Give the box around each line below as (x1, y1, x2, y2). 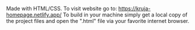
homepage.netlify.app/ (6, 11, 62, 18)
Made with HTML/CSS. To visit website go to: (6, 5, 117, 12)
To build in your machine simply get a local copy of (62, 11, 188, 18)
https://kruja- (118, 5, 151, 12)
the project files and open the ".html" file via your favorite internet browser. (6, 18, 190, 24)
